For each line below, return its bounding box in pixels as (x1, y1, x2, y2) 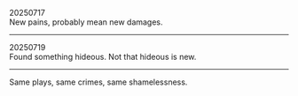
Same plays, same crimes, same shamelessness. (9, 77, 188, 87)
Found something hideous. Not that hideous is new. (9, 52, 197, 62)
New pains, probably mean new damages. (9, 17, 163, 27)
